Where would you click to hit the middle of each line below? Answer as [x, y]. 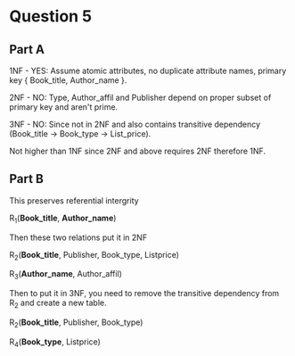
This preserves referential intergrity [74, 200]
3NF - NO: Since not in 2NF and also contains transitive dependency [135, 124]
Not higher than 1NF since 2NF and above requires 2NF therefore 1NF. [137, 151]
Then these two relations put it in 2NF [78, 237]
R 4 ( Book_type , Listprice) [55, 343]
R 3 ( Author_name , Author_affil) [66, 275]
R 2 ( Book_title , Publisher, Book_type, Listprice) [94, 256]
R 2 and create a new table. [58, 303]
